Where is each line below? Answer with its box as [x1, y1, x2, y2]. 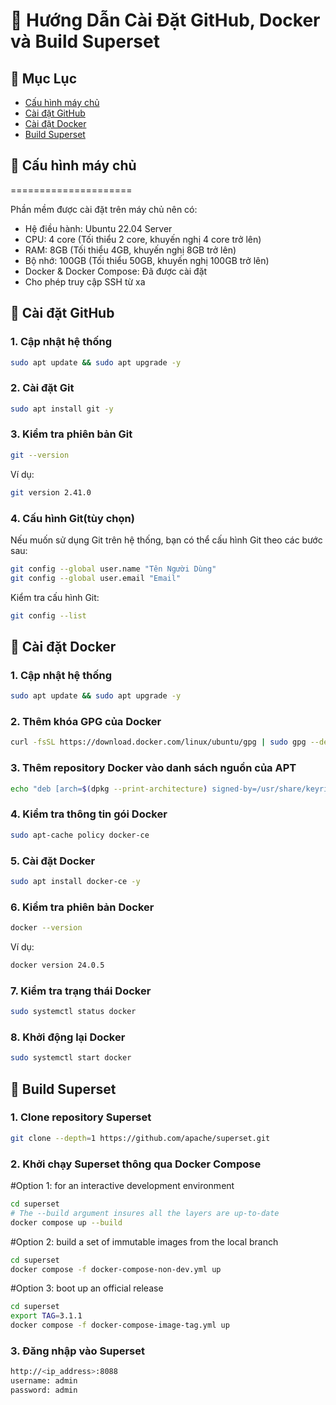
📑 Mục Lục [10, 70, 78, 87]
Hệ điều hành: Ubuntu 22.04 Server [24, 222, 173, 234]
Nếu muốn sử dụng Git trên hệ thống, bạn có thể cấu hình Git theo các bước [10, 534, 323, 546]
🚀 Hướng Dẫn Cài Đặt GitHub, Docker [10, 9, 321, 32]
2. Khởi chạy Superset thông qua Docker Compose [10, 1157, 262, 1171]
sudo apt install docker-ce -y [10, 876, 141, 886]
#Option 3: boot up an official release [10, 1282, 164, 1294]
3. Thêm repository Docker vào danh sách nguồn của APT [10, 761, 297, 775]
